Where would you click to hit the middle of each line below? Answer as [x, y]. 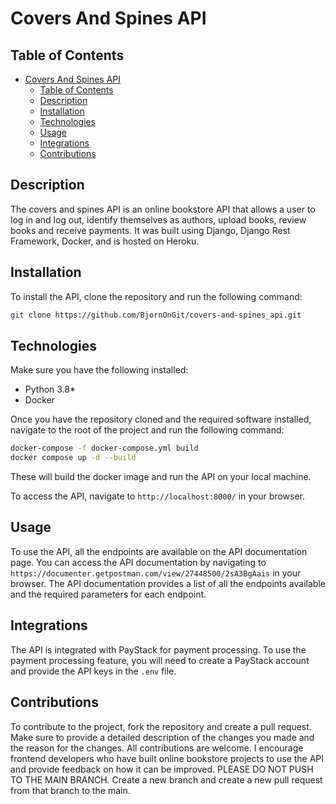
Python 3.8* [50, 389]
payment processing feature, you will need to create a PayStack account [160, 660]
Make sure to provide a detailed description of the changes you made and [162, 737]
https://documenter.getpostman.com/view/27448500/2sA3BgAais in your [156, 573]
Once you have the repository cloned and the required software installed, [161, 419]
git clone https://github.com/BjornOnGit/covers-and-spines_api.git [156, 315]
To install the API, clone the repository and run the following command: [156, 296]
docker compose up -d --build [73, 458]
